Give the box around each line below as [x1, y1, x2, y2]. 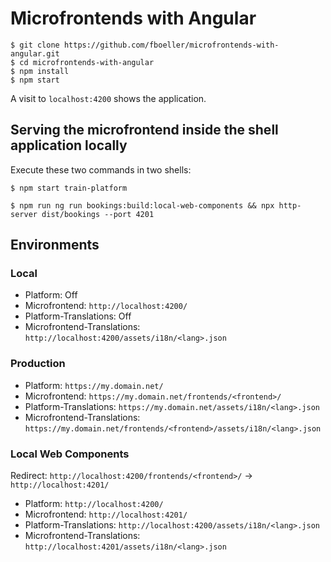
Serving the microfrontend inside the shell [10, 122, 279, 139]
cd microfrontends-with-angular [19, 57, 155, 67]
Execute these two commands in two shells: [10, 163, 192, 176]
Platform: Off [24, 289, 78, 301]
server [10, 209, 38, 219]
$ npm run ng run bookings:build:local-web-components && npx [10, 200, 275, 211]
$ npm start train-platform [10, 183, 128, 193]
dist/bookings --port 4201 [41, 209, 155, 219]
